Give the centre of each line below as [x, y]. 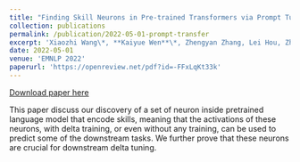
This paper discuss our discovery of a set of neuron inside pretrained [137, 109]
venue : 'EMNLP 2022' [48, 59]
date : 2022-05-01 [42, 51]
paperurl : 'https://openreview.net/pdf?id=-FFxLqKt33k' [115, 68]
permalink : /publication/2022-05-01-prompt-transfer [109, 34]
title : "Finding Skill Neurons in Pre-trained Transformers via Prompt [145, 17]
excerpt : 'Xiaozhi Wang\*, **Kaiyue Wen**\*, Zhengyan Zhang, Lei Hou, [145, 42]
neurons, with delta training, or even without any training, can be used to [143, 128]
